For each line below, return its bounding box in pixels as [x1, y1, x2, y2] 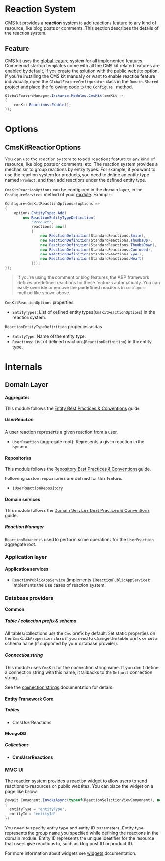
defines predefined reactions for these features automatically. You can [17, 280, 160, 286]
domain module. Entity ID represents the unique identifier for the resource [5, 835, 155, 841]
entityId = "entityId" [9, 811, 56, 817]
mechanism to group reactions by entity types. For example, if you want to [5, 166, 156, 173]
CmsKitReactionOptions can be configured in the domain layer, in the [5, 187, 143, 192]
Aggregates [5, 394, 30, 400]
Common [5, 606, 25, 612]
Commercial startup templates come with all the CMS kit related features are [5, 63, 160, 68]
